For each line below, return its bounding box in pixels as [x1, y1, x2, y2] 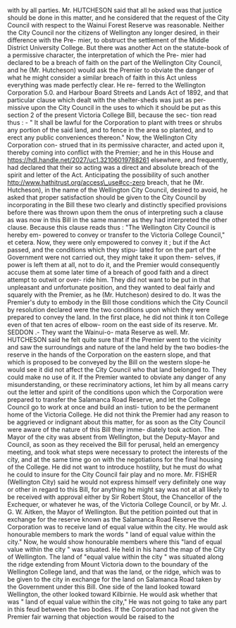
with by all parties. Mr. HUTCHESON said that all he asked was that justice [7, 6, 223, 14]
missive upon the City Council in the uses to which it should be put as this [7, 104, 221, 111]
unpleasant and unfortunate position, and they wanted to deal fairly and [7, 283, 215, 291]
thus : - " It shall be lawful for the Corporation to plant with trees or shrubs [7, 118, 223, 126]
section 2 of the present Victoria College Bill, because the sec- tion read [7, 111, 217, 119]
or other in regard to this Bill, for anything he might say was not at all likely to [7, 486, 230, 493]
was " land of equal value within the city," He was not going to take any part [7, 598, 228, 605]
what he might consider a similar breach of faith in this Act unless [7, 73, 197, 82]
